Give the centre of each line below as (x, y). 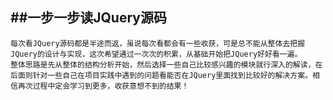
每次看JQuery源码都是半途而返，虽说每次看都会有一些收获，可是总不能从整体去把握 (158, 43)
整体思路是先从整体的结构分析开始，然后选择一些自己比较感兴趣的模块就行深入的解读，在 (166, 64)
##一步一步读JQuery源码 (88, 18)
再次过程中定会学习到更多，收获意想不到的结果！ (103, 86)
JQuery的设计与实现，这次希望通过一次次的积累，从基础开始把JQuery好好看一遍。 (156, 54)
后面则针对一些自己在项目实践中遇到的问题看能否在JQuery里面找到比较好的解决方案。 (161, 75)
